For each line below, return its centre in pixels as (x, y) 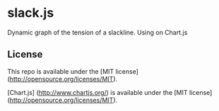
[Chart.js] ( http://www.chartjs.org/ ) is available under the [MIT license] (110, 92)
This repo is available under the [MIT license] (73, 71)
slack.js (31, 13)
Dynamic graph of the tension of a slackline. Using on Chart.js (97, 32)
